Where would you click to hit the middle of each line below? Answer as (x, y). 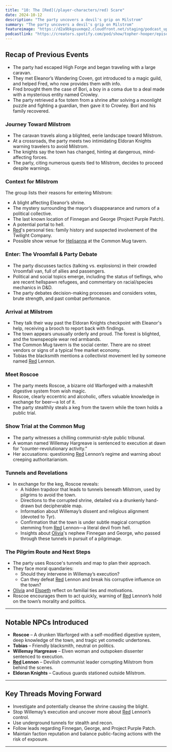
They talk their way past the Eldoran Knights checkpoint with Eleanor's (87, 323)
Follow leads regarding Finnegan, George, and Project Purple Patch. (84, 728)
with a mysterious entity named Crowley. (56, 94)
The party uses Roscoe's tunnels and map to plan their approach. (82, 563)
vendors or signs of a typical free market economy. (67, 350)
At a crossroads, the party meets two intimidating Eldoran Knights (82, 141)
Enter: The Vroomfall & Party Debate (51, 254)
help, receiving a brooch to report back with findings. (69, 328)
